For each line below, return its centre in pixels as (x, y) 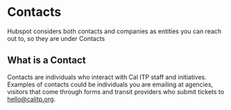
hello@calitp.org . (32, 99)
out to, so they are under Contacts (56, 38)
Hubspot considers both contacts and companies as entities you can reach (114, 31)
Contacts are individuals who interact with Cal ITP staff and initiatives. (107, 77)
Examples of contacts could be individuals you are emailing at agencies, (110, 84)
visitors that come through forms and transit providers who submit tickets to (115, 91)
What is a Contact (46, 61)
